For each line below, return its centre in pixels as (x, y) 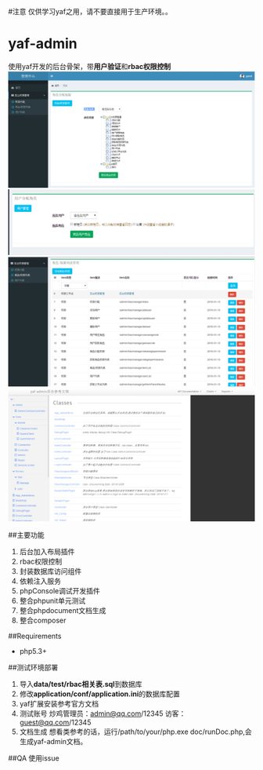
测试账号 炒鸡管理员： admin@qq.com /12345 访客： (103, 713)
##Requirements (35, 636)
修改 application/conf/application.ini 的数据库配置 (99, 694)
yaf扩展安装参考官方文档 (59, 703)
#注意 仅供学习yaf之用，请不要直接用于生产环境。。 (90, 11)
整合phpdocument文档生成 (63, 610)
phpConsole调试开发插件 (59, 590)
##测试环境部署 (33, 667)
